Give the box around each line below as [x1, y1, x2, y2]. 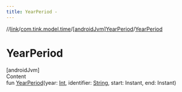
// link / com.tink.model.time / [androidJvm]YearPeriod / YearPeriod [6, 25, 163, 32]
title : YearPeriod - [6, 8, 58, 15]
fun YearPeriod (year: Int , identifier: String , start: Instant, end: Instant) [6, 79, 177, 86]
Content [6, 73, 26, 80]
